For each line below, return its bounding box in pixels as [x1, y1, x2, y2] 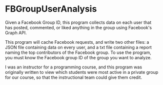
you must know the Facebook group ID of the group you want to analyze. [5, 54, 152, 60]
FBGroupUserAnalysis [5, 3, 97, 15]
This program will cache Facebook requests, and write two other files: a [5, 39, 149, 45]
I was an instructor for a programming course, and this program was [5, 64, 143, 70]
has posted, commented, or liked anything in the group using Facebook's [5, 24, 152, 30]
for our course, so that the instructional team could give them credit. [5, 74, 143, 80]
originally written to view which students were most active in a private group [5, 69, 159, 75]
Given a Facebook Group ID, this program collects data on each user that [5, 19, 152, 25]
